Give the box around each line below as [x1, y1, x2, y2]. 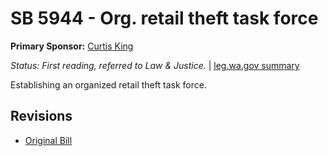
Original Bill [24, 134, 73, 146]
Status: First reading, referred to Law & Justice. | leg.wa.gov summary [10, 59, 300, 71]
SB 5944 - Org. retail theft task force [10, 7, 319, 30]
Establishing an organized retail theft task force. [10, 78, 207, 91]
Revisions [10, 108, 73, 125]
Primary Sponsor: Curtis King [10, 40, 134, 52]
